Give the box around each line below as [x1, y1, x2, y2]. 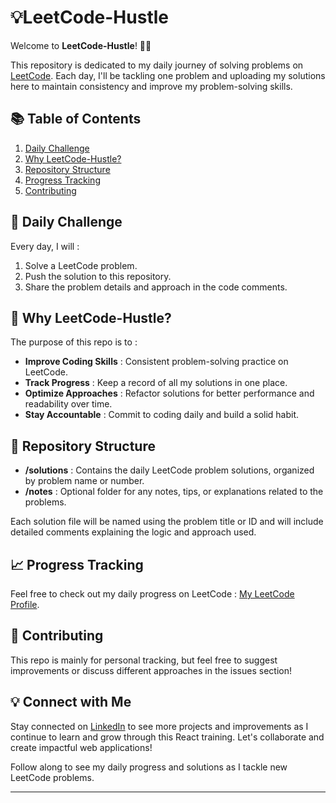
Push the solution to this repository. [24, 270, 172, 282]
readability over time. [24, 398, 113, 410]
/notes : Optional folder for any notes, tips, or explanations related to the [24, 486, 324, 498]
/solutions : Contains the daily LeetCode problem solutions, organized [24, 464, 315, 476]
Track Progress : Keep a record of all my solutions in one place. [24, 377, 288, 389]
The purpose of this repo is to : [10, 336, 138, 348]
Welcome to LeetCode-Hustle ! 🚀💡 [10, 39, 152, 51]
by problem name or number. [24, 475, 145, 487]
